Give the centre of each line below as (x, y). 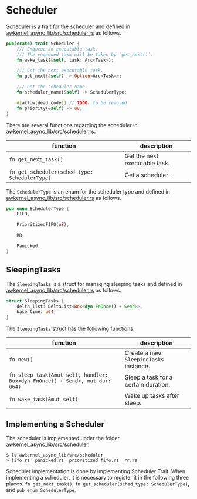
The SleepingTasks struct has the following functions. (70, 329)
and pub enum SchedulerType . (41, 490)
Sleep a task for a (149, 377)
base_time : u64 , (37, 312)
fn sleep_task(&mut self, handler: (59, 375)
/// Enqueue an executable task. (57, 49)
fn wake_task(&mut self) (44, 400)
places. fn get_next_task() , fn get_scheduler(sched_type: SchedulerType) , (98, 484)
